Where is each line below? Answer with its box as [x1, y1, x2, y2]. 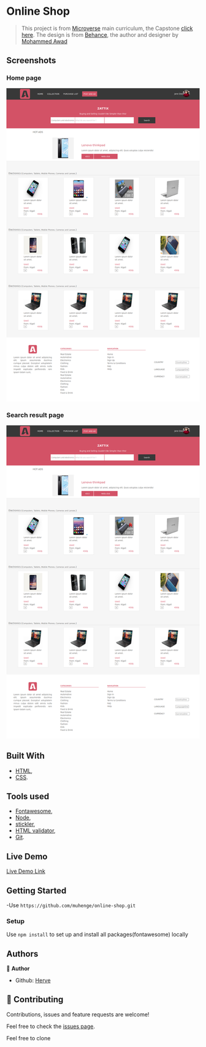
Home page [6, 74, 42, 82]
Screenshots [6, 55, 56, 66]
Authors [6, 948, 39, 959]
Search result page [6, 411, 64, 419]
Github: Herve [15, 977, 51, 984]
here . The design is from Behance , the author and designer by [21, 31, 179, 38]
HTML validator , [15, 827, 56, 834]
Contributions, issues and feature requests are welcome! [6, 1010, 150, 1018]
